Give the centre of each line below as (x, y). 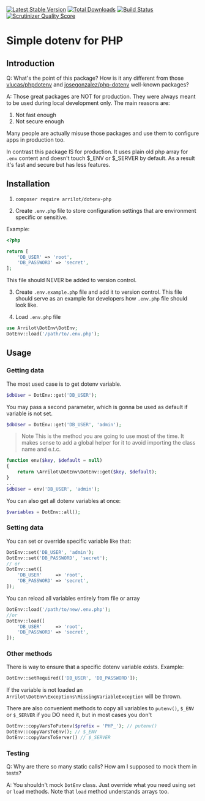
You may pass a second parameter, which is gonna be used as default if (97, 407)
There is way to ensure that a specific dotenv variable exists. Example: (95, 667)
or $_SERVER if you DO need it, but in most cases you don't (79, 715)
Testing (18, 753)
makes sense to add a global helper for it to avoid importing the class (108, 443)
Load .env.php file (38, 317)
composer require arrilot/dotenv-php (63, 199)
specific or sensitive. (41, 217)
